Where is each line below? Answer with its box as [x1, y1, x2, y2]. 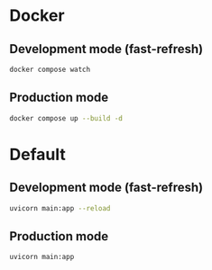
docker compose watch [9, 65, 91, 74]
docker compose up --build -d [9, 113, 124, 122]
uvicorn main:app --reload [9, 203, 111, 212]
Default [9, 144, 66, 165]
